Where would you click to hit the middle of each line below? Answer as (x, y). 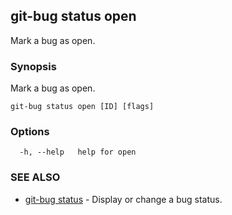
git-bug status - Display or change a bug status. (123, 199)
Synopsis (33, 66)
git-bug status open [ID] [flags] (82, 107)
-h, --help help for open (78, 152)
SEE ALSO (35, 177)
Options (30, 132)
